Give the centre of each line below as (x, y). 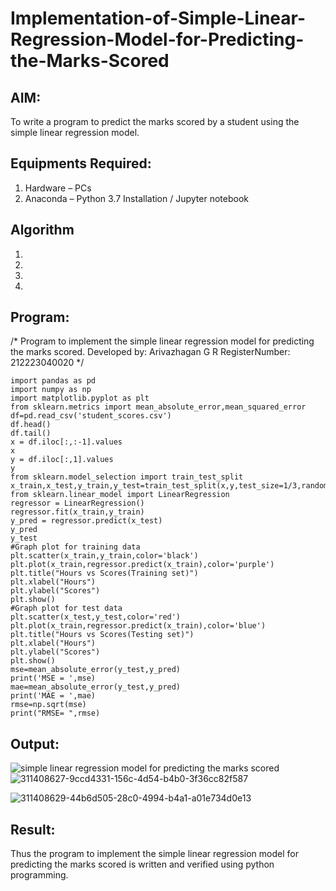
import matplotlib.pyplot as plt (80, 398)
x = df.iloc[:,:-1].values (66, 442)
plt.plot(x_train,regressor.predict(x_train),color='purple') (142, 565)
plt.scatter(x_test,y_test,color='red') (96, 617)
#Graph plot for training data (75, 547)
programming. (39, 875)
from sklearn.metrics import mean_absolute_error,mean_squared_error (158, 407)
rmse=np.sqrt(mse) (48, 705)
